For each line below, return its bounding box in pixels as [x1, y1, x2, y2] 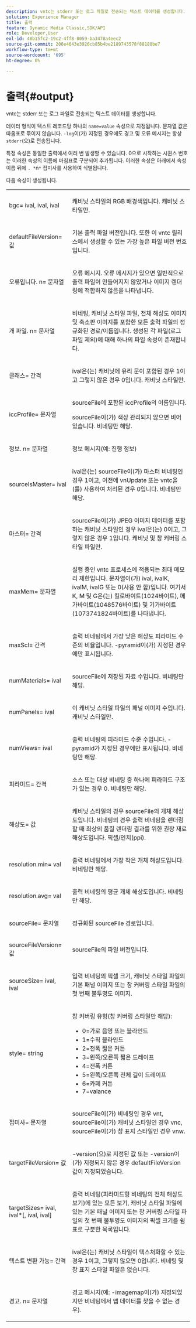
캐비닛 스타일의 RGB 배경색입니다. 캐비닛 [72, 197, 178, 206]
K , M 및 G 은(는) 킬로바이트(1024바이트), [72, 592, 179, 600]
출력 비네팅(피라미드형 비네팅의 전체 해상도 [72, 1190, 183, 1199]
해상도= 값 [9, 821, 36, 829]
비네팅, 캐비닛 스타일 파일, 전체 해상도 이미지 [72, 309, 187, 318]
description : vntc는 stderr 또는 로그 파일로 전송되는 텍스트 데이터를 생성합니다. [6, 8, 185, 15]
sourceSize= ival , [9, 977, 57, 985]
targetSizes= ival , [9, 1204, 57, 1212]
